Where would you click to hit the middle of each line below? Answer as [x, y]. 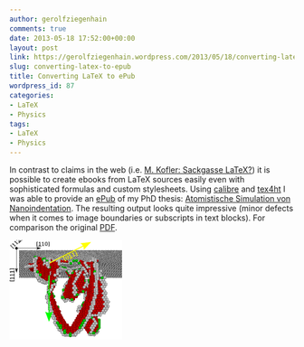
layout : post [34, 48]
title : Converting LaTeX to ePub [72, 77]
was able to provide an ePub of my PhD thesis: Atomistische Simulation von [150, 198]
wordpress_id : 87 [42, 86]
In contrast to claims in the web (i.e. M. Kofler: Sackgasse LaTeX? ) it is [140, 170]
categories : [32, 95]
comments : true [38, 28]
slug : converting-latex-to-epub [70, 67]
